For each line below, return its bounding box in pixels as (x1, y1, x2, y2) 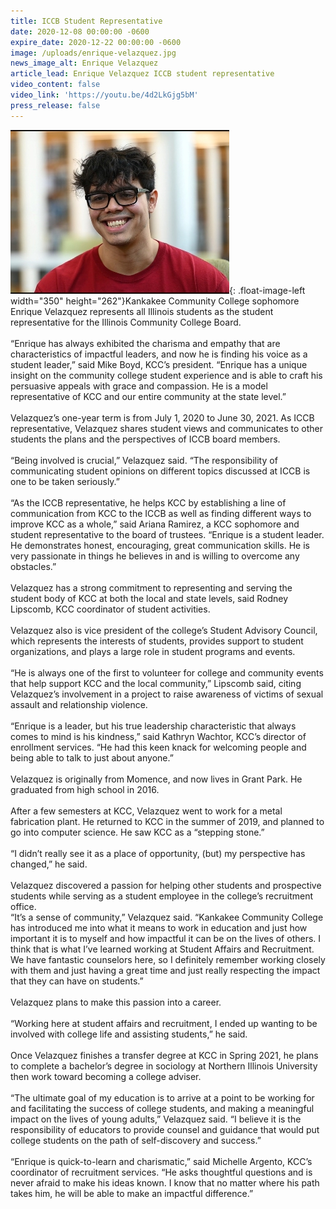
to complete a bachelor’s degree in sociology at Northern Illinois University (10, 1060, 318, 1072)
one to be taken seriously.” (10, 475, 120, 487)
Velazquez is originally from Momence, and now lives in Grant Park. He (10, 773, 303, 785)
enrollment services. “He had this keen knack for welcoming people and (10, 741, 307, 753)
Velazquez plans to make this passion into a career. (10, 996, 222, 1008)
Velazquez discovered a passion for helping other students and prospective (10, 879, 322, 891)
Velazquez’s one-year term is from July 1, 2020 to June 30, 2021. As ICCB (10, 411, 315, 424)
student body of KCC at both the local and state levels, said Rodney (10, 592, 289, 604)
